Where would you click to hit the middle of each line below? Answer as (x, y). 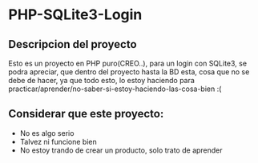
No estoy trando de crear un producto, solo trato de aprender (121, 150)
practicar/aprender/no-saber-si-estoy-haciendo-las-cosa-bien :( (115, 89)
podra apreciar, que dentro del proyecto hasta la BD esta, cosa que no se (129, 72)
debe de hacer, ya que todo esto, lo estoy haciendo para (101, 80)
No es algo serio (47, 133)
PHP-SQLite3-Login (75, 15)
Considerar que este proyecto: (86, 114)
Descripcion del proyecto (73, 44)
